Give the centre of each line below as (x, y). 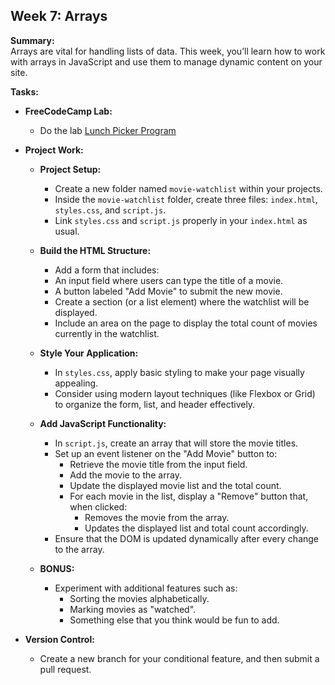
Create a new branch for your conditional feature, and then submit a (179, 658)
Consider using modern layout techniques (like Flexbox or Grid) (185, 393)
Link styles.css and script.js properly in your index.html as (181, 220)
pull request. (65, 669)
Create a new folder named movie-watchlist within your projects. (188, 188)
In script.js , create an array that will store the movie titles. (176, 443)
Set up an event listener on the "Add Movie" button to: (166, 453)
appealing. (76, 383)
